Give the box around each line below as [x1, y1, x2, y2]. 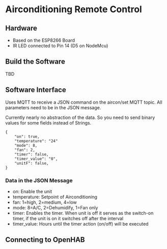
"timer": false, [14, 151, 49, 157]
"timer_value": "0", [14, 156, 58, 161]
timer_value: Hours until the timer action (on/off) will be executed [12, 221, 149, 227]
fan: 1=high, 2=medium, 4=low [12, 199, 77, 205]
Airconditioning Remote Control [5, 4, 143, 15]
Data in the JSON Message [5, 177, 73, 184]
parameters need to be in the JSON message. [5, 104, 101, 110]
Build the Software [5, 57, 65, 66]
